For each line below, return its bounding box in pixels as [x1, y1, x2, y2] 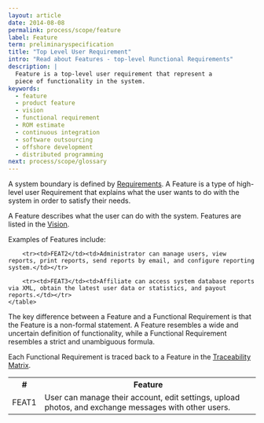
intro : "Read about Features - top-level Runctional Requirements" [8, 56, 234, 64]
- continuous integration [15, 128, 101, 136]
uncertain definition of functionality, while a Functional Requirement [8, 329, 227, 338]
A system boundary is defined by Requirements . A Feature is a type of [8, 179, 236, 189]
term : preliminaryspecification [8, 41, 114, 49]
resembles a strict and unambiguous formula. [8, 337, 156, 347]
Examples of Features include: [8, 235, 106, 245]
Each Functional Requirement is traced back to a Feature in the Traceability [8, 352, 251, 362]
